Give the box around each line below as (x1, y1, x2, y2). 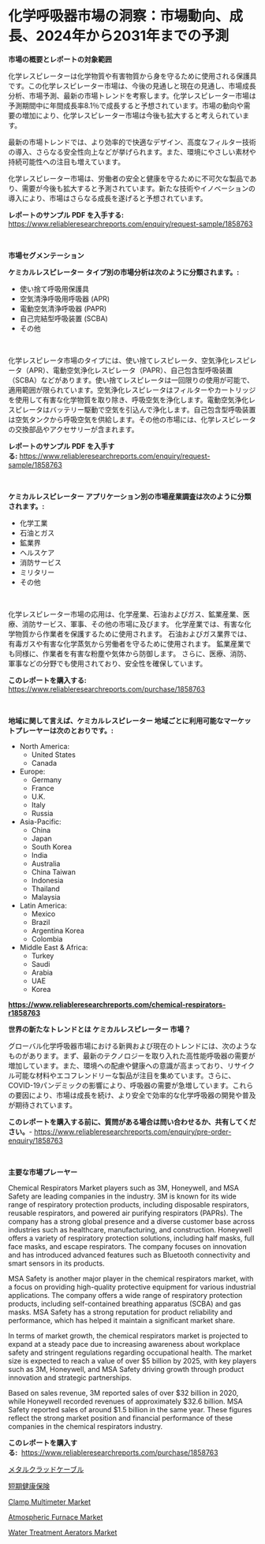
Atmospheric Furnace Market (8, 1512, 103, 1522)
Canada (31, 758, 58, 767)
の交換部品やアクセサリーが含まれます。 (8, 424, 139, 434)
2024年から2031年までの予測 (35, 27, 230, 45)
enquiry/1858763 (8, 1136, 63, 1145)
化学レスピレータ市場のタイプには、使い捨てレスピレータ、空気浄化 (8, 356, 230, 365)
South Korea (31, 841, 73, 852)
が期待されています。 (8, 1100, 77, 1110)
